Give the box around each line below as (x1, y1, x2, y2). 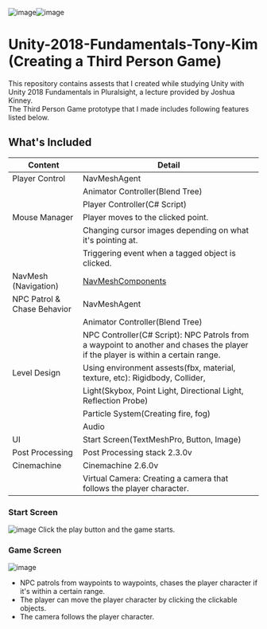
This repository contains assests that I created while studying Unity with (8, 78, 245, 88)
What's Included (8, 136, 92, 149)
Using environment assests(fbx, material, (83, 362, 236, 373)
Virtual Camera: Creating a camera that (83, 473, 229, 484)
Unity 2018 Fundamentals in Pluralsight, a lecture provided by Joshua (8, 87, 235, 96)
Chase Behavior (12, 303, 72, 314)
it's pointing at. (83, 234, 138, 246)
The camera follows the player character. (19, 612, 155, 622)
